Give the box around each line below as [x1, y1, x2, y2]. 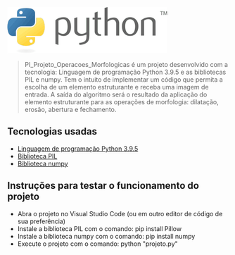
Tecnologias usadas [7, 125, 97, 137]
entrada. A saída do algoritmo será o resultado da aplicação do [24, 90, 208, 99]
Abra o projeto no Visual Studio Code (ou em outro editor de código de [17, 209, 223, 218]
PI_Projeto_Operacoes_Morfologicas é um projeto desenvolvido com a [24, 61, 229, 68]
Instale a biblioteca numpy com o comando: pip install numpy [17, 232, 196, 240]
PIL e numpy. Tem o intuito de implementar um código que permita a [24, 75, 223, 84]
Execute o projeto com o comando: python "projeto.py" [17, 240, 178, 248]
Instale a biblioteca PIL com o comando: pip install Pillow [17, 224, 182, 232]
